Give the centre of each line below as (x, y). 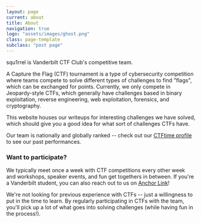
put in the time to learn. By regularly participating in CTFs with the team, (95, 201)
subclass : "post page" (34, 46)
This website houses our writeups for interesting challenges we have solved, (101, 117)
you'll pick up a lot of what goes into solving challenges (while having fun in (100, 207)
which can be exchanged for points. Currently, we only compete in (88, 86)
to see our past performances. (44, 141)
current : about (25, 17)
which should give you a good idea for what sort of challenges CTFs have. (98, 123)
